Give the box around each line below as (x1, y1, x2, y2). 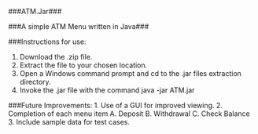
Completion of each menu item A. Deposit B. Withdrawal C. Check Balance (8, 109, 250, 118)
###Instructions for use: (8, 37, 87, 46)
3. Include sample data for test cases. (8, 118, 130, 126)
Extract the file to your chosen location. (19, 60, 148, 70)
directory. (19, 78, 51, 86)
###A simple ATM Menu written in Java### (8, 22, 149, 31)
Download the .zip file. (19, 53, 93, 61)
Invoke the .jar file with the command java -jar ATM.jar (19, 85, 195, 95)
